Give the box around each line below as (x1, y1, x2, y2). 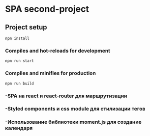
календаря (5, 125, 33, 132)
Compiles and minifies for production (5, 70, 96, 77)
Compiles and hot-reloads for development (5, 47, 111, 54)
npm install (5, 36, 30, 41)
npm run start (5, 58, 34, 63)
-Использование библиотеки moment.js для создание (5, 119, 142, 126)
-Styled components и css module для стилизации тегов (5, 106, 146, 112)
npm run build (5, 81, 34, 86)
